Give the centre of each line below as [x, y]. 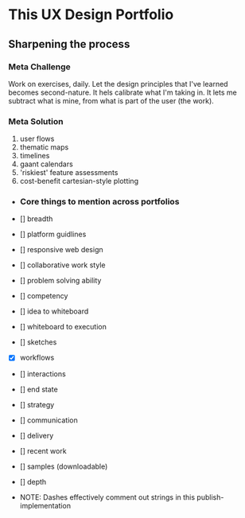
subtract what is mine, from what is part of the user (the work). [111, 100]
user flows [37, 139]
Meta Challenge [40, 67]
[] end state [39, 389]
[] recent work [43, 450]
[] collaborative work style [62, 265]
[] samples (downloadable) [64, 466]
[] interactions [43, 374]
